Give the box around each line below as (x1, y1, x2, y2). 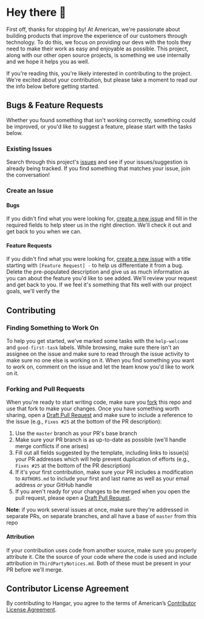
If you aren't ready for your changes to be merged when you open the (15, 488, 190, 495)
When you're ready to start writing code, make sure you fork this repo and (6, 398, 192, 406)
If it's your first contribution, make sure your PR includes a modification (15, 468, 193, 476)
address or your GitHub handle (15, 482, 92, 489)
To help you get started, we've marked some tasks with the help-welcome (6, 337, 188, 345)
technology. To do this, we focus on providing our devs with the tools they (6, 38, 192, 46)
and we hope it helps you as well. (6, 58, 90, 65)
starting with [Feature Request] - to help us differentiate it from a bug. (6, 261, 183, 269)
